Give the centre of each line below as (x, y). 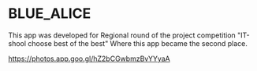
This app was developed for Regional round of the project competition (122, 35)
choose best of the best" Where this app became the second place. (138, 43)
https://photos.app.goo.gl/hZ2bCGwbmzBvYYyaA (89, 59)
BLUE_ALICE (50, 14)
